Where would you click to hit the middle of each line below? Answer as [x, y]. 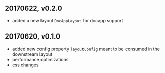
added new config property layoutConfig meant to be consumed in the [86, 49]
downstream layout [32, 54]
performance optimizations [40, 59]
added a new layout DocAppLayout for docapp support [68, 20]
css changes [25, 65]
